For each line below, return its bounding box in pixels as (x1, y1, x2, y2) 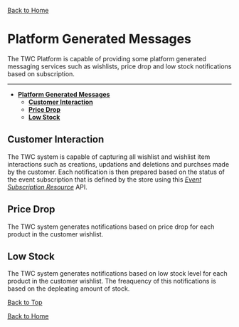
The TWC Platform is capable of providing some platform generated (7, 54, 206, 63)
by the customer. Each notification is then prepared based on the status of (7, 167, 225, 176)
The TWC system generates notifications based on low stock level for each (7, 269, 228, 278)
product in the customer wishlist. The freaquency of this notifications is (7, 277, 216, 286)
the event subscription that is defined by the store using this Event (7, 175, 201, 184)
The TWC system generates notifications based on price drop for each (7, 222, 215, 231)
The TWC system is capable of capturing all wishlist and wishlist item (7, 152, 211, 161)
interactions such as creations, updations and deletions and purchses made (7, 160, 230, 168)
